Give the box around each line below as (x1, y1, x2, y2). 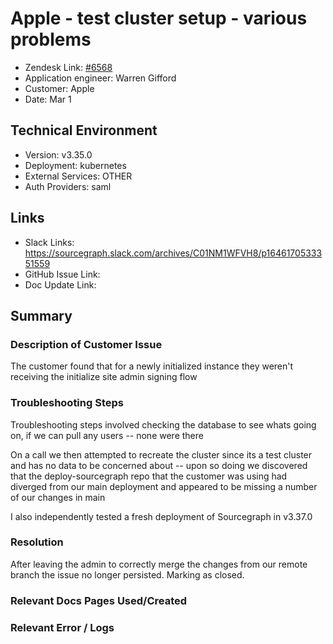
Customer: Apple (24, 82, 95, 94)
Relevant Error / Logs (10, 620, 115, 634)
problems (10, 28, 92, 51)
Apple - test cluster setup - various (10, 7, 308, 30)
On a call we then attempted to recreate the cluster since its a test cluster (10, 448, 313, 461)
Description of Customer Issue (10, 337, 163, 351)
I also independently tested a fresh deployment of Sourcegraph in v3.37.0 (10, 510, 313, 522)
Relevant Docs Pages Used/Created (10, 593, 188, 607)
